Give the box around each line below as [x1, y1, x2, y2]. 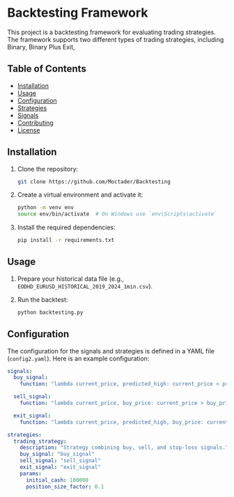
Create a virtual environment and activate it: [17, 190, 143, 199]
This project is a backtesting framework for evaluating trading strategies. [7, 28, 216, 36]
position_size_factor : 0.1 [25, 483, 104, 490]
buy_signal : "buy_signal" [19, 451, 95, 458]
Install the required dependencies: [17, 223, 116, 231]
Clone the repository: [17, 165, 79, 173]
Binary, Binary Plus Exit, [7, 43, 75, 51]
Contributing [17, 118, 54, 127]
